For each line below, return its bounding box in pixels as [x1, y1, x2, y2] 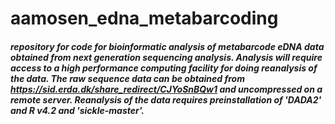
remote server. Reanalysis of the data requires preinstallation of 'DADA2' [10, 93, 322, 106]
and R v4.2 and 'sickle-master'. [10, 104, 145, 116]
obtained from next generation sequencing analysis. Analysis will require [10, 51, 323, 63]
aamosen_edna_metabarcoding [10, 7, 279, 30]
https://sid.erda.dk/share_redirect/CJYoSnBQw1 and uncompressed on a [10, 83, 323, 95]
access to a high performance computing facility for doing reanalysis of [10, 62, 318, 74]
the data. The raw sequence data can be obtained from [10, 72, 245, 84]
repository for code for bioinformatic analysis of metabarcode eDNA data [10, 40, 325, 52]
